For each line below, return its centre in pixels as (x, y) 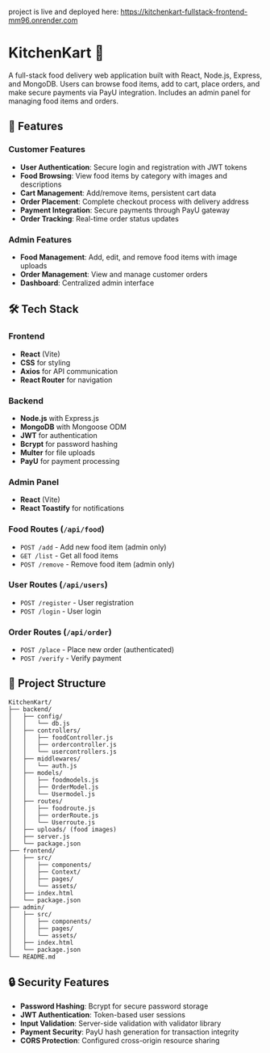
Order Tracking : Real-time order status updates (99, 218)
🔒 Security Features (59, 982)
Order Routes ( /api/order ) (60, 632)
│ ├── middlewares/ (45, 759)
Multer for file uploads (57, 453)
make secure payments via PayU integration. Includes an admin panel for (130, 92)
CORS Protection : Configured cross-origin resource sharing (120, 1040)
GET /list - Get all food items (69, 555)
